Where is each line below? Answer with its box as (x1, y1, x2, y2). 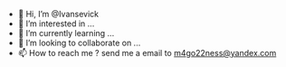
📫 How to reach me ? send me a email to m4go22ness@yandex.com (17, 48, 277, 58)
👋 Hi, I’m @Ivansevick (17, 9, 100, 19)
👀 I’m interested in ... (17, 18, 95, 29)
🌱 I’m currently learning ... (17, 28, 115, 38)
